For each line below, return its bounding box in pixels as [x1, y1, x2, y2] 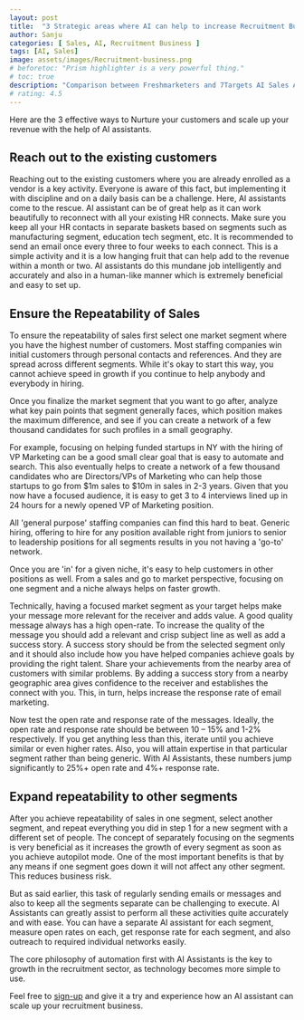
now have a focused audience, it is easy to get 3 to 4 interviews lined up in [9, 490, 288, 501]
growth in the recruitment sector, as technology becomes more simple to [9, 963, 280, 974]
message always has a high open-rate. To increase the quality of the [9, 620, 265, 630]
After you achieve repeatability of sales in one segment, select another [9, 813, 273, 823]
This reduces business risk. [9, 871, 112, 881]
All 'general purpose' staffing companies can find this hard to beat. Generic [9, 517, 290, 528]
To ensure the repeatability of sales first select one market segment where [9, 330, 288, 341]
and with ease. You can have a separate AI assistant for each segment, [9, 917, 274, 928]
